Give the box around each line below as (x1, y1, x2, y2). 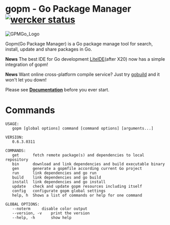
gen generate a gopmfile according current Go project (12, 166, 143, 171)
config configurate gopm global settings (12, 188, 106, 193)
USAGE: (5, 121, 19, 127)
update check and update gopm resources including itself (12, 184, 143, 189)
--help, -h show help (12, 215, 72, 220)
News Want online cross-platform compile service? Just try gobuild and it (5, 71, 160, 77)
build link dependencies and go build (12, 174, 101, 180)
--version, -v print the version (12, 210, 90, 216)
